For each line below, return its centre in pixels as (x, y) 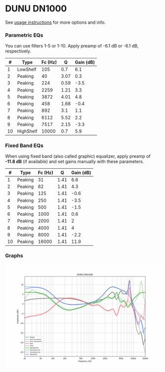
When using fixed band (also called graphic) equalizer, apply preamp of (78, 156)
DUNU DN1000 (36, 9)
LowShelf (27, 69)
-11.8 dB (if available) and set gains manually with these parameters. (75, 162)
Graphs (14, 256)
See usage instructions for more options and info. (56, 22)
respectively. (18, 51)
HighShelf (27, 131)
